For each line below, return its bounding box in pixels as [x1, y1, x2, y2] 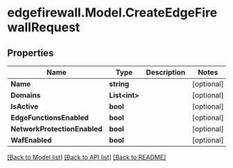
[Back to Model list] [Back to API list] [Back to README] [7, 153, 166, 161]
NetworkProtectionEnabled [10, 124, 103, 133]
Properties [7, 47, 54, 59]
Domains [10, 91, 41, 100]
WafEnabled [10, 136, 52, 144]
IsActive [10, 102, 39, 111]
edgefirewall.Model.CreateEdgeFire [7, 5, 218, 21]
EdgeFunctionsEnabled [10, 113, 89, 122]
